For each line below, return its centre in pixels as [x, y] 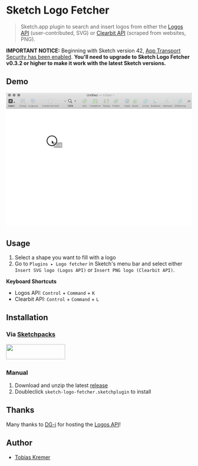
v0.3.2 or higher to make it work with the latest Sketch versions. [86, 63]
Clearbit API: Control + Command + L [57, 299]
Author [19, 443]
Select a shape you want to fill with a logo [65, 258]
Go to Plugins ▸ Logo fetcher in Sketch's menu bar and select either [98, 264]
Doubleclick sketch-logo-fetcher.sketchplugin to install [83, 392]
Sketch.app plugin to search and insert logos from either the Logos [102, 27]
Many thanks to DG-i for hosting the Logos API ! [63, 424]
